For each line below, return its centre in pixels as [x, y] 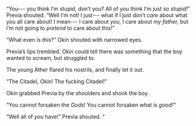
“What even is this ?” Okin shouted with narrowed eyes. [74, 40]
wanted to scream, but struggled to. [51, 58]
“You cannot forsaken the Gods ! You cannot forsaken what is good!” [91, 105]
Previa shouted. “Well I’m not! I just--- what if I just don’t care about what [97, 15]
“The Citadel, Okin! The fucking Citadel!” [57, 81]
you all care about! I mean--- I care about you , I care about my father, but [97, 22]
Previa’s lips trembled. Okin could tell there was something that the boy [94, 51]
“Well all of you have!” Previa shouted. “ [55, 117]
